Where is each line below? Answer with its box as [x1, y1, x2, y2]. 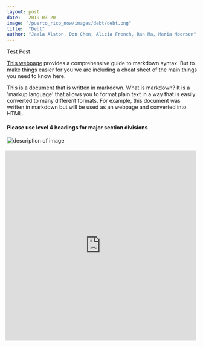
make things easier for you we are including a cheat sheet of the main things [7, 66, 198, 73]
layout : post [7, 8, 40, 15]
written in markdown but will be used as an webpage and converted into [7, 103, 187, 111]
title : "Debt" [7, 25, 45, 32]
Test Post [7, 48, 31, 55]
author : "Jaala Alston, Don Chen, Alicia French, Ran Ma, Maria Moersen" [7, 31, 197, 37]
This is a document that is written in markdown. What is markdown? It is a [7, 84, 190, 91]
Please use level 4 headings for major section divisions [7, 123, 148, 131]
